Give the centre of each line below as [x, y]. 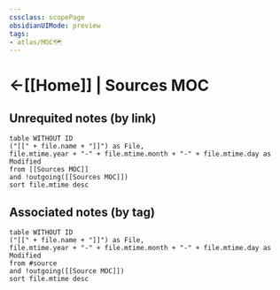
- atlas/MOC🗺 [36, 42]
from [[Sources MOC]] [49, 170]
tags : [19, 34]
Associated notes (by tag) [82, 212]
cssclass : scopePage [47, 17]
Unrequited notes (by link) [83, 118]
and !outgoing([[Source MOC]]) [67, 271]
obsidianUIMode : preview [55, 26]
